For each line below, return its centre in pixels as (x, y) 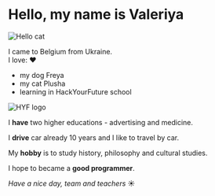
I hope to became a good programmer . (71, 168)
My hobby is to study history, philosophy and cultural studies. (108, 153)
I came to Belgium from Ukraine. (60, 51)
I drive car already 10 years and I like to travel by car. (93, 137)
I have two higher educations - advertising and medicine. (101, 122)
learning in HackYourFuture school (75, 91)
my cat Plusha (42, 83)
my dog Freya (42, 75)
